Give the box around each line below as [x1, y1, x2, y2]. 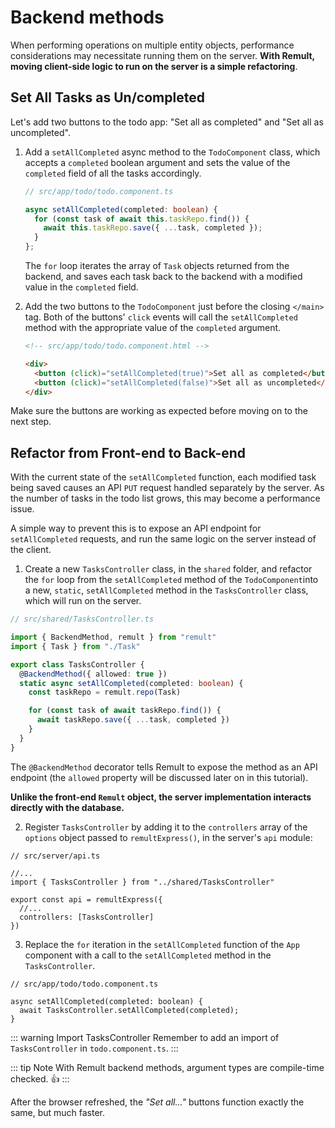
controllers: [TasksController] [19, 912, 155, 922]
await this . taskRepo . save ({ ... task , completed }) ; [43, 223, 263, 233]
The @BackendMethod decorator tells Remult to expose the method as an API [10, 761, 318, 773]
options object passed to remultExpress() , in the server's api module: [24, 831, 313, 843]
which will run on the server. [24, 595, 142, 607]
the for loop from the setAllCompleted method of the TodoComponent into [24, 574, 319, 586]
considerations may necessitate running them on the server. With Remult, [10, 49, 315, 61]
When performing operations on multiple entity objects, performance [10, 39, 295, 51]
